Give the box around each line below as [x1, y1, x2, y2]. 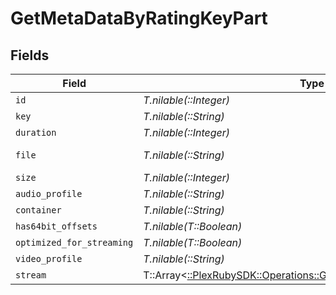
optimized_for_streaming [15, 237, 134, 248]
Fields [10, 47, 50, 64]
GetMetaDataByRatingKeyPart [10, 7, 268, 30]
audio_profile [15, 188, 83, 199]
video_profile [15, 253, 83, 264]
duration [15, 127, 57, 138]
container [15, 205, 62, 216]
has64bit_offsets [15, 221, 98, 232]
